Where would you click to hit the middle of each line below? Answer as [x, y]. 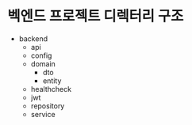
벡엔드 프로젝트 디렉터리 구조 [96, 16]
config [41, 55]
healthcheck [51, 89]
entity [52, 81]
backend [33, 38]
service [43, 114]
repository [48, 106]
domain [43, 63]
